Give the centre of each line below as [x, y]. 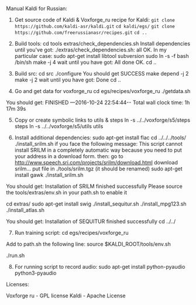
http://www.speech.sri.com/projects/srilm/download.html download [96, 162]
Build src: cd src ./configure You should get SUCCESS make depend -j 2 [102, 73]
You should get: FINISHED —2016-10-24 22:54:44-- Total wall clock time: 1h [98, 102]
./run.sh [16, 255]
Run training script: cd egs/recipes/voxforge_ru [71, 233]
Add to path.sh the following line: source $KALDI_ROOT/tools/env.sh [88, 244]
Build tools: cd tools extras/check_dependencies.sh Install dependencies [102, 44]
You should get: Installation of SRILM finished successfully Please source [94, 186]
